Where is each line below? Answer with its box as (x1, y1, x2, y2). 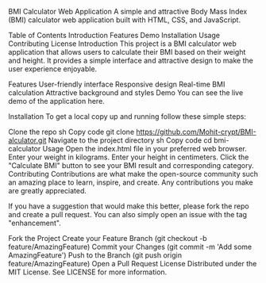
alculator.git (8, 136, 47, 145)
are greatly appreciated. (8, 186, 87, 195)
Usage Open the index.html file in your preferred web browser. (42, 144, 248, 153)
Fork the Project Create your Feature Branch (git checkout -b (8, 234, 208, 243)
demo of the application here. (8, 97, 105, 105)
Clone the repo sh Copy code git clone (8, 127, 135, 136)
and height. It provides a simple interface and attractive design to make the (8, 55, 254, 65)
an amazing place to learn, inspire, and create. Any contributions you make (8, 178, 253, 187)
